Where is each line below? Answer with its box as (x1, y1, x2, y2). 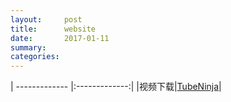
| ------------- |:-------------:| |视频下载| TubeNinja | (10, 81, 222, 93)
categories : (10, 52, 60, 62)
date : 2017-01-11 (10, 33, 110, 43)
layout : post (10, 14, 83, 25)
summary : (10, 42, 47, 53)
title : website (10, 24, 97, 34)
